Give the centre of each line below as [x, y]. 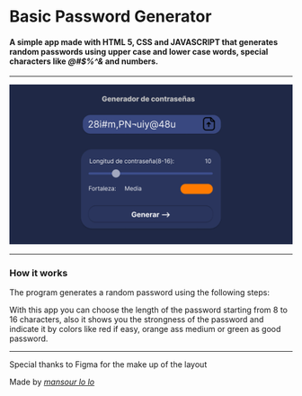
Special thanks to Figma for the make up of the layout [108, 364]
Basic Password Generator [111, 17]
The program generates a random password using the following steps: [139, 292]
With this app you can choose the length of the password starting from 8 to [149, 310]
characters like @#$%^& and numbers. [84, 61]
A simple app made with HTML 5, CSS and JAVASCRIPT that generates [144, 41]
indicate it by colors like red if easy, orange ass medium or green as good [145, 329]
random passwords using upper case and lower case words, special [139, 51]
